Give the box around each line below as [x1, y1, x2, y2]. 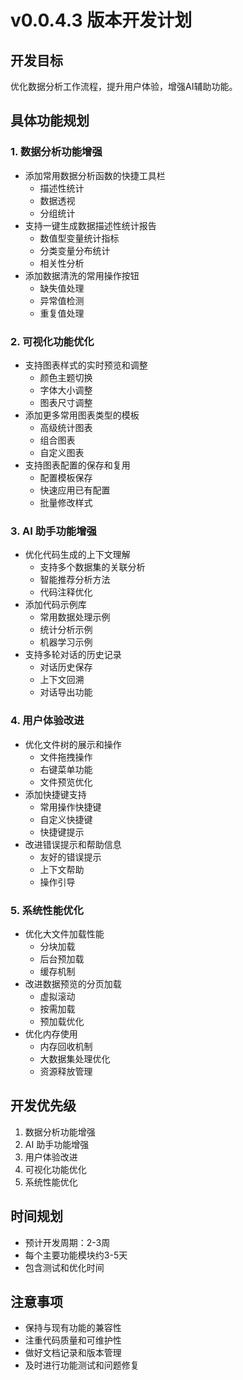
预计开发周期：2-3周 [24, 1236, 111, 1248]
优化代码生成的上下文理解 [24, 549, 131, 561]
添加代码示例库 [24, 599, 87, 611]
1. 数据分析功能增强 [10, 145, 103, 159]
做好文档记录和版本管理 [24, 1347, 122, 1359]
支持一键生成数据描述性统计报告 [24, 219, 157, 231]
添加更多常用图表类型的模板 [24, 409, 140, 421]
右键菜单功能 [39, 763, 93, 775]
